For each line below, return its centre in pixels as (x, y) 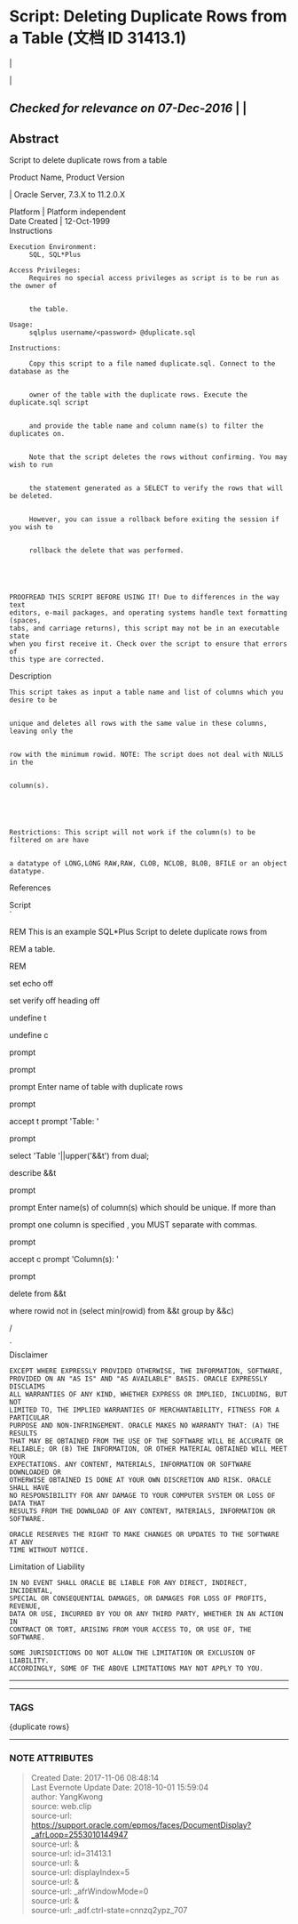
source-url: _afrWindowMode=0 (90, 1891)
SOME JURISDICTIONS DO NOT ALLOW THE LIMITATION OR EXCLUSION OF (132, 1653)
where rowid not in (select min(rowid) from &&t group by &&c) (122, 1311)
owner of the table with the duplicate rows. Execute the (138, 395)
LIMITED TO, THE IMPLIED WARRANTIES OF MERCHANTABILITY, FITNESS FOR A (144, 1410)
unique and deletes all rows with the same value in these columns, (138, 724)
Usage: (21, 325)
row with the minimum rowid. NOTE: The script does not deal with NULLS (146, 755)
